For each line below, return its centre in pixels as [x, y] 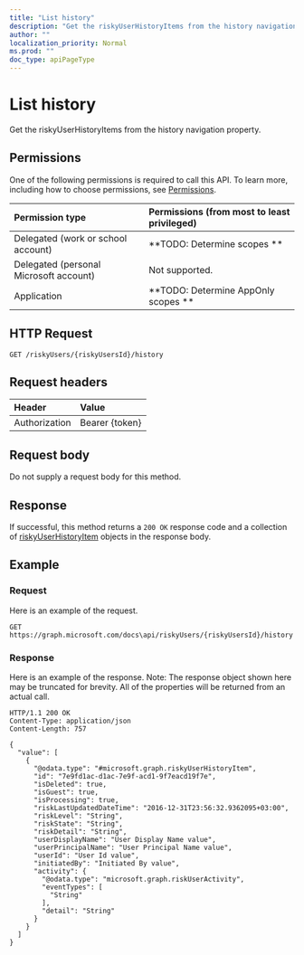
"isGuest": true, [66, 792]
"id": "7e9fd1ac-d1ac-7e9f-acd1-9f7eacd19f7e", [125, 776]
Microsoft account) [55, 275]
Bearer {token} [111, 423]
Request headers [59, 382]
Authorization [43, 423]
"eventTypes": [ [72, 887]
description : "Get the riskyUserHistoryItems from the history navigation [153, 26]
